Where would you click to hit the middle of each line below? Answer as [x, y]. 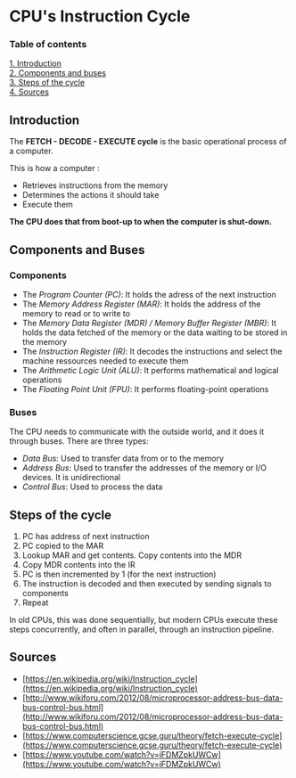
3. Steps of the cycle [47, 83]
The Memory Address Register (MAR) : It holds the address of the [141, 304]
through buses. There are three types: [79, 441]
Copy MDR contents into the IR [78, 565]
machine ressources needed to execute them [105, 360]
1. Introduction [36, 63]
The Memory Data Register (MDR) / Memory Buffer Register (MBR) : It [149, 323]
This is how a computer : [54, 168]
